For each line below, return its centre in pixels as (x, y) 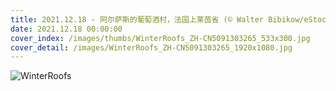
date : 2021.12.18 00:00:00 (66, 29)
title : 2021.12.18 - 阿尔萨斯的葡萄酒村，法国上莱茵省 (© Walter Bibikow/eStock (171, 19)
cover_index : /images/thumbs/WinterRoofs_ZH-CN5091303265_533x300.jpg (160, 38)
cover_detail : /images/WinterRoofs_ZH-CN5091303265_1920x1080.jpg (151, 47)
